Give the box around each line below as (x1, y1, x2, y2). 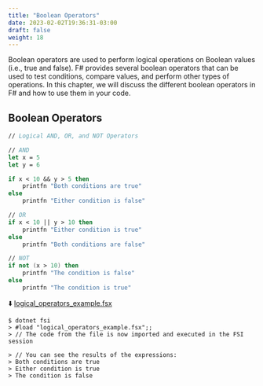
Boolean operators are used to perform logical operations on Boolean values (8, 55, 256, 64)
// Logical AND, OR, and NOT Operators (8, 132, 139, 140)
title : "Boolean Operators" (8, 11, 100, 20)
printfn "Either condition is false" (22, 197, 146, 205)
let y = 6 (8, 160, 41, 169)
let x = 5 (8, 153, 41, 161)
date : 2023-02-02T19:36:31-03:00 (8, 19, 118, 27)
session (8, 337, 34, 345)
